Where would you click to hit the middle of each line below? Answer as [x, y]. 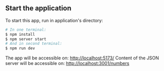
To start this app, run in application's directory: [54, 20]
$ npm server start [26, 39]
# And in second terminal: [34, 44]
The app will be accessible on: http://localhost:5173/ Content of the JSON [82, 58]
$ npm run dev [20, 48]
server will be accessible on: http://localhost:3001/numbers [67, 63]
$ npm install [20, 34]
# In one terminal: [26, 30]
